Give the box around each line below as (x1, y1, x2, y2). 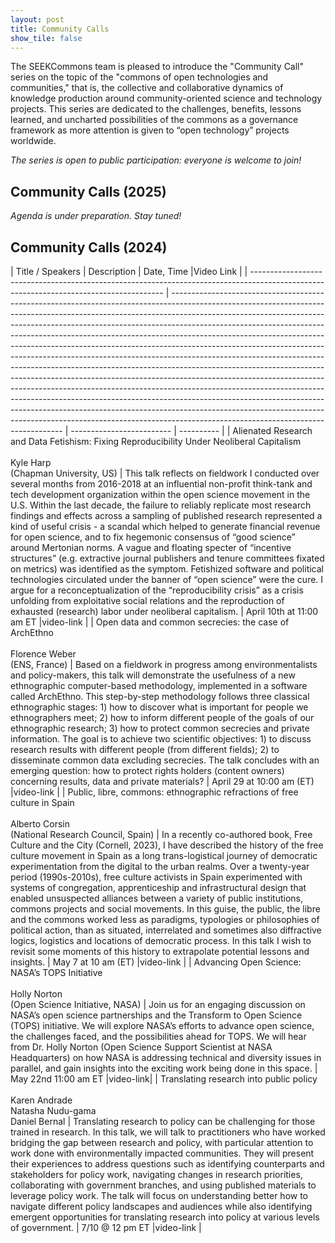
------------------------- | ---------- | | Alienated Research (70, 425, 313, 436)
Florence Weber (10, 648, 77, 660)
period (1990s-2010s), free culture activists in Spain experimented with (10, 871, 303, 883)
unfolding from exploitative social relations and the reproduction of (10, 595, 285, 606)
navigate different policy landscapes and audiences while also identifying (10, 1201, 313, 1212)
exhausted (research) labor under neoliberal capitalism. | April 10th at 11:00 (10, 606, 319, 617)
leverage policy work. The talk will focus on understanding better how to (10, 1190, 309, 1201)
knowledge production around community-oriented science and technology (10, 92, 323, 105)
